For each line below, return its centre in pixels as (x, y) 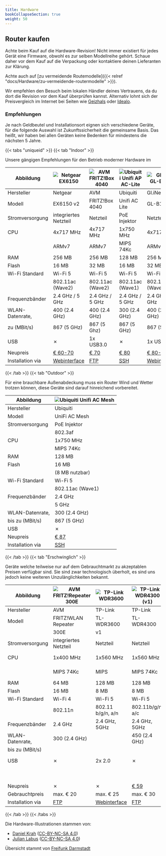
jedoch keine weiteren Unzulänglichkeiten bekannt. (57, 577)
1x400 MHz (67, 658)
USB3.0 (98, 345)
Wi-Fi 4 (62, 699)
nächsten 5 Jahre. (23, 141)
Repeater (64, 624)
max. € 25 (107, 794)
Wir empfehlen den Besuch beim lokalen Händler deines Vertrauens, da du (81, 91)
